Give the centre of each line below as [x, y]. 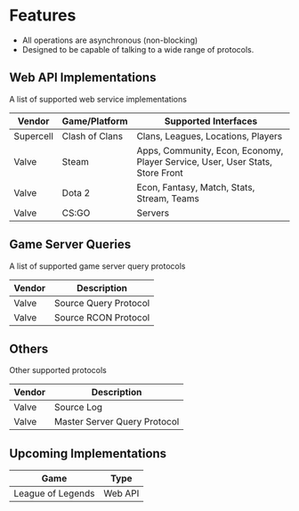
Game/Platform [95, 121]
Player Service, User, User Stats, [205, 161]
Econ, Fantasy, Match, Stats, [196, 187]
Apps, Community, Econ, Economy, [210, 150]
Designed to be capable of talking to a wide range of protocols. [138, 49]
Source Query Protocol [102, 303]
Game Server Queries [70, 244]
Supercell [33, 136]
